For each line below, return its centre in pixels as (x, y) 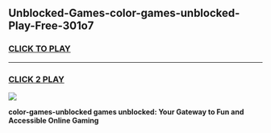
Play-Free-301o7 (51, 26)
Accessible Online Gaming (54, 120)
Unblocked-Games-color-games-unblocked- (124, 13)
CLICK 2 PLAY (36, 79)
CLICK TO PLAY (40, 49)
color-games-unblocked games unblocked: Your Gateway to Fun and (126, 111)
